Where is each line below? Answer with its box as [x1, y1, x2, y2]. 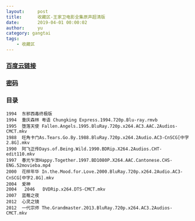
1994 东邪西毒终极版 [6, 111, 53, 117]
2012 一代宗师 [6, 205, 40, 211]
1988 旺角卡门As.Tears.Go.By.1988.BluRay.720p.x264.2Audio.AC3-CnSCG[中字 [6, 135, 189, 141]
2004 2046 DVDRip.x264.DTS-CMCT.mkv [6, 186, 106, 192]
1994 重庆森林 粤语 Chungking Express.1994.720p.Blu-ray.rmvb [6, 117, 158, 123]
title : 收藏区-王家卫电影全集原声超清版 [6, 14, 106, 20]
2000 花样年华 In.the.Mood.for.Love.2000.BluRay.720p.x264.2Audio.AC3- [6, 169, 183, 175]
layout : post [6, 8, 48, 15]
